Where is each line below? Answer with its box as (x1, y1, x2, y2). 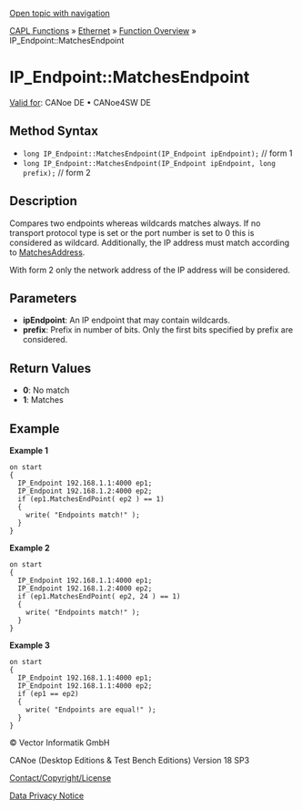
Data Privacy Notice (9, 790, 85, 801)
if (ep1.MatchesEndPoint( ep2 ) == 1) (17, 495, 166, 504)
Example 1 (9, 446, 48, 456)
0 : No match (22, 384, 70, 395)
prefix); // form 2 (22, 167, 91, 178)
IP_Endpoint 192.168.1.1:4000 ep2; (17, 682, 153, 691)
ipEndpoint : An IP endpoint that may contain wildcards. (22, 314, 230, 326)
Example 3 (9, 640, 50, 651)
